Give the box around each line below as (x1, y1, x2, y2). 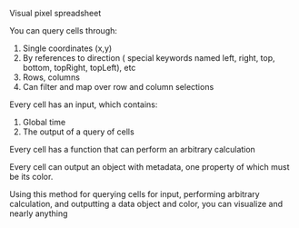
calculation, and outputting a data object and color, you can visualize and (9, 199, 284, 209)
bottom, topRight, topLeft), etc (22, 63, 136, 73)
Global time (22, 117, 66, 127)
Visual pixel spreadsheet (9, 8, 102, 18)
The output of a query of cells (22, 126, 135, 137)
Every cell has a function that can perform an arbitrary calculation (9, 144, 256, 154)
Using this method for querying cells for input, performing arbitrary (9, 189, 261, 199)
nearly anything (9, 208, 68, 219)
